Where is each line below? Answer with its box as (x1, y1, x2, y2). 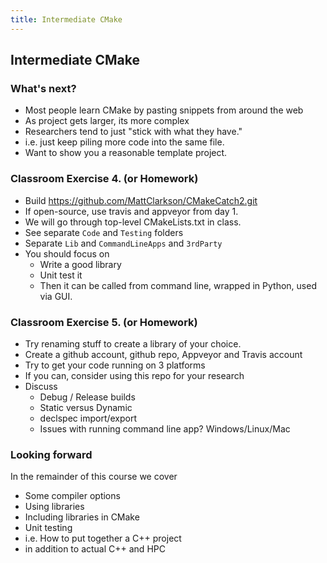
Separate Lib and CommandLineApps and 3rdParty (24, 237, 223, 249)
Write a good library (39, 258, 122, 270)
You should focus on (24, 247, 110, 260)
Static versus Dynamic (39, 401, 133, 413)
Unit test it (39, 269, 83, 281)
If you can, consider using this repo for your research (24, 369, 245, 381)
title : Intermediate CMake (10, 14, 123, 25)
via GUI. (39, 290, 73, 302)
